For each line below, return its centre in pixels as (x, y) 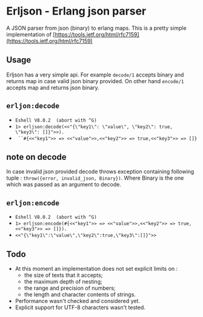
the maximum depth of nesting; (63, 281)
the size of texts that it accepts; (63, 275)
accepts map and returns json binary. (53, 87)
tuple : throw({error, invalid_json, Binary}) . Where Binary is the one (95, 178)
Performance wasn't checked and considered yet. (78, 301)
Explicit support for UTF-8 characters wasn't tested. (80, 307)
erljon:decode (33, 106)
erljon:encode (33, 203)
